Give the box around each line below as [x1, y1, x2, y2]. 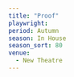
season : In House [8, 34, 67, 43]
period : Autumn [8, 26, 60, 34]
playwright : [8, 19, 48, 27]
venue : [8, 49, 31, 57]
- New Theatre [15, 57, 63, 65]
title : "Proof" [8, 11, 60, 20]
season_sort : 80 [8, 42, 63, 50]
